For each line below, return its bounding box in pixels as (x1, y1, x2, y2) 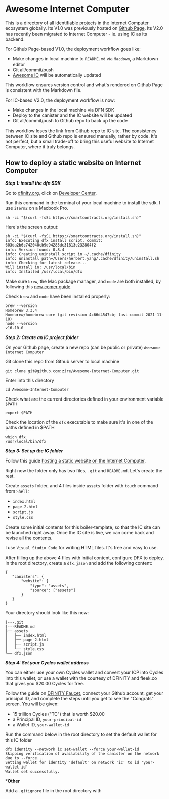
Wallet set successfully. (5, 769, 60, 774)
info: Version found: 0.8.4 (5, 247, 65, 252)
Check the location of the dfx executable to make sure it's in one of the (5, 419, 153, 425)
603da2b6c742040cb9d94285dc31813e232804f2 (5, 242, 96, 248)
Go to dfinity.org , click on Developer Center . (5, 190, 97, 196)
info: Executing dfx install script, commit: (5, 238, 103, 243)
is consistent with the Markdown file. (5, 87, 82, 93)
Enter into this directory (5, 377, 54, 383)
